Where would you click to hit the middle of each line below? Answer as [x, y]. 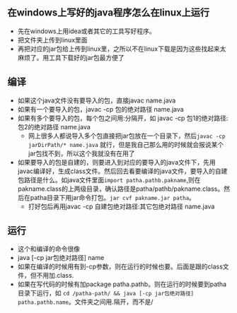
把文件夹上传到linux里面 [52, 40]
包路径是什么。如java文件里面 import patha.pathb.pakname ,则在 [109, 179]
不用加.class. [55, 276]
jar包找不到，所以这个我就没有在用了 [82, 153]
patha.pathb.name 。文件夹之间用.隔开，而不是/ [85, 302]
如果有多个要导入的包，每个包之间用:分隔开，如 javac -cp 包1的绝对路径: [123, 118]
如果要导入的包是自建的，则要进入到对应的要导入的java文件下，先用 [116, 162]
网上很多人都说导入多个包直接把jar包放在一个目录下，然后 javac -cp [127, 136]
